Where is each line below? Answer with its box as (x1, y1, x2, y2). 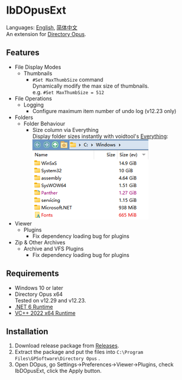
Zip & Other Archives (14, 239, 66, 246)
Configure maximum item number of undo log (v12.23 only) (32, 107, 177, 114)
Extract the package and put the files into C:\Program (14, 349, 144, 356)
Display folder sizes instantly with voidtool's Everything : (32, 133, 168, 140)
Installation (6, 326, 48, 336)
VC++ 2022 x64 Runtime (14, 309, 76, 317)
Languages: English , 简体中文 (6, 24, 78, 31)
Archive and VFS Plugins (23, 245, 84, 252)
